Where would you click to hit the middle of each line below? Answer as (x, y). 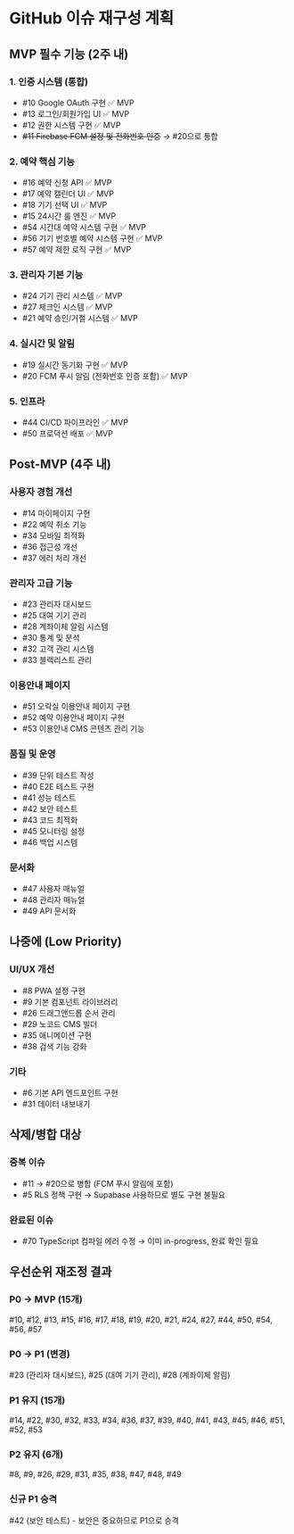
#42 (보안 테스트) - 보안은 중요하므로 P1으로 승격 (94, 1520)
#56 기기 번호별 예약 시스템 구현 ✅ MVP (92, 238)
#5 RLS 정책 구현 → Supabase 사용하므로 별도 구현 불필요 (123, 1194)
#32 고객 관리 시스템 (58, 649)
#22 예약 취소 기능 (54, 524)
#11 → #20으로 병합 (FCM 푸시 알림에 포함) (98, 1183)
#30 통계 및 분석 (51, 638)
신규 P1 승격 (33, 1499)
